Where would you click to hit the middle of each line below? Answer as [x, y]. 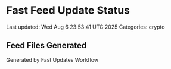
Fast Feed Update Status [68, 10]
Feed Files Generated [46, 46]
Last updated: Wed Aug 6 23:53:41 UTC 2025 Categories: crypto [85, 27]
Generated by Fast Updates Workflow [52, 59]
